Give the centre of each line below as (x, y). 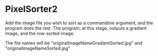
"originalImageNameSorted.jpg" (38, 48)
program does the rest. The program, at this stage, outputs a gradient (76, 28)
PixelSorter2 (31, 9)
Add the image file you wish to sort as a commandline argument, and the (79, 23)
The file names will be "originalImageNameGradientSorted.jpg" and (74, 43)
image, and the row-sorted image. (40, 33)
